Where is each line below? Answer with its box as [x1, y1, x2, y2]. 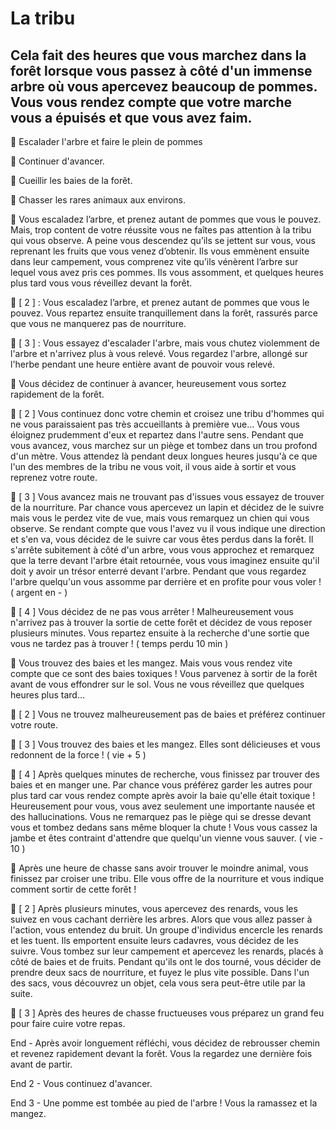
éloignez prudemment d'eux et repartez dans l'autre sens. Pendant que [10, 429, 304, 441]
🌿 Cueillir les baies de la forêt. [10, 175, 133, 186]
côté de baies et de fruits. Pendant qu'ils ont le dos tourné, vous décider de [10, 956, 322, 967]
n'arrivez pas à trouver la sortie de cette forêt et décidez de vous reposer [10, 617, 313, 628]
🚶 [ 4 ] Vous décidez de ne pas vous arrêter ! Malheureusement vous [10, 606, 294, 617]
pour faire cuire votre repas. [10, 1018, 126, 1029]
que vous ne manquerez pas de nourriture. [10, 318, 187, 329]
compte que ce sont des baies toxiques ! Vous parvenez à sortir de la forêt [10, 668, 318, 679]
